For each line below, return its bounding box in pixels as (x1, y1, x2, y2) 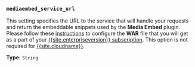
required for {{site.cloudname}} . (6, 43, 85, 50)
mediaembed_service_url (6, 5, 76, 12)
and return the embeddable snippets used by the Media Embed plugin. (6, 24, 181, 31)
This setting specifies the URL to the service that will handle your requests (6, 17, 189, 24)
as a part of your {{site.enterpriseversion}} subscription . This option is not (6, 36, 188, 43)
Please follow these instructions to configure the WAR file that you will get (6, 30, 188, 37)
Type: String (6, 54, 39, 61)
